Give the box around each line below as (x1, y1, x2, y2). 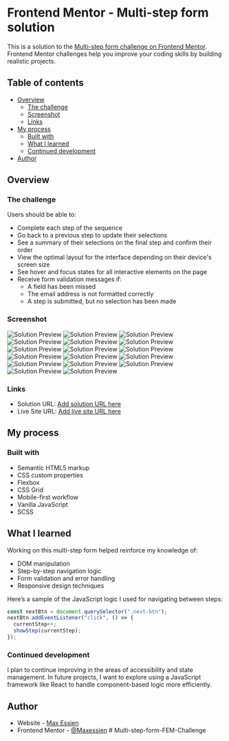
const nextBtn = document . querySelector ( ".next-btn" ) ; (7, 608, 168, 615)
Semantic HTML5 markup (17, 463, 90, 472)
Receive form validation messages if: (17, 275, 122, 284)
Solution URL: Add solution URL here (17, 400, 122, 408)
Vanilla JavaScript (17, 500, 69, 508)
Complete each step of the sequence (17, 224, 122, 232)
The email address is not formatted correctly (27, 290, 154, 298)
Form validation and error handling (17, 574, 116, 582)
